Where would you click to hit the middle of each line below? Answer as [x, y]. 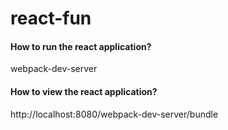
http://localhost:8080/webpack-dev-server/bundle [114, 114]
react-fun [51, 18]
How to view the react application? [84, 91]
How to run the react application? [81, 46]
